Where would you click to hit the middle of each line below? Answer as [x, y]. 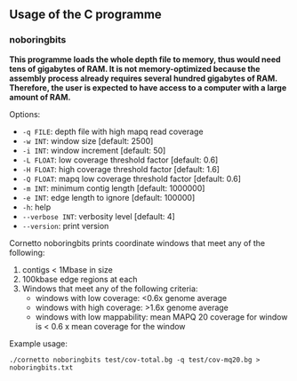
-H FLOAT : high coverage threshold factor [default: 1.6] [121, 169]
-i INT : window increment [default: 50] [94, 150]
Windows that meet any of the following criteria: [110, 289]
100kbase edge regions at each [80, 279]
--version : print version [65, 226]
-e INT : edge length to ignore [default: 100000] [108, 197]
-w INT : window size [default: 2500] [88, 140]
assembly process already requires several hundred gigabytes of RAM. [143, 78]
